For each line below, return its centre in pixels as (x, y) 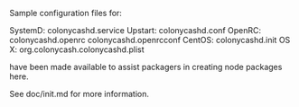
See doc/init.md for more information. (79, 94)
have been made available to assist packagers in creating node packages (146, 67)
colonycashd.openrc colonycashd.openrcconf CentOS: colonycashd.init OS (150, 40)
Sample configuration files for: (65, 13)
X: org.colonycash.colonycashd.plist (77, 49)
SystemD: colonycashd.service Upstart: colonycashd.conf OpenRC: (135, 30)
